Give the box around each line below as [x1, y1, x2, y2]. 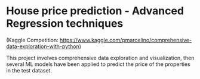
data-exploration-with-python [6, 43, 79, 50]
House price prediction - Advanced [6, 4, 184, 18]
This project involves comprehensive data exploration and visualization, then [6, 54, 195, 61]
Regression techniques [6, 17, 124, 30]
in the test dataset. [6, 67, 53, 74]
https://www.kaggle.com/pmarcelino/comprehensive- [59, 36, 192, 43]
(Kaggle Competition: [6, 36, 59, 43]
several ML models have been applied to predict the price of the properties [6, 61, 190, 68]
